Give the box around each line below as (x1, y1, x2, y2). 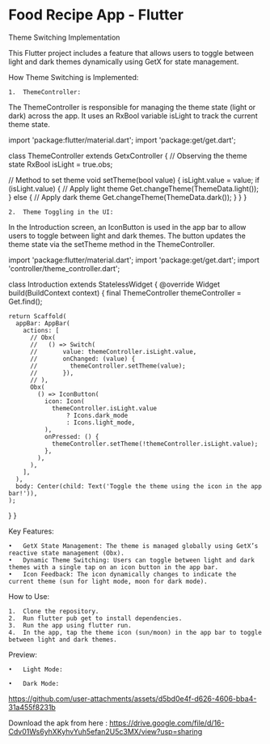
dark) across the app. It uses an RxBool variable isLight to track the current (8, 111, 258, 121)
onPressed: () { (44, 432, 99, 440)
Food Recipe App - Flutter (8, 6, 184, 24)
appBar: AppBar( (15, 319, 70, 327)
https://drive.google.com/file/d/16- (108, 718, 225, 728)
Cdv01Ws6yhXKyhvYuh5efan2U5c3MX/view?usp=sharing (8, 726, 203, 736)
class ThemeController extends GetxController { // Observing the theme (8, 151, 248, 160)
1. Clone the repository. (8, 607, 99, 615)
